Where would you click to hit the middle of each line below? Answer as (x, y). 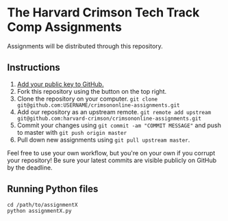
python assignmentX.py (39, 211)
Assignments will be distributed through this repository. (85, 46)
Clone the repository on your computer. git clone (87, 99)
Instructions (34, 67)
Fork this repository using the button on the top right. (92, 91)
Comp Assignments (64, 27)
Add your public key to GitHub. (60, 84)
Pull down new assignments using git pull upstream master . (103, 140)
